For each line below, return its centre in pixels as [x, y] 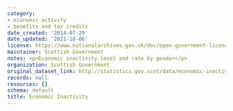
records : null [28, 78]
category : [21, 13]
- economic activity [37, 20]
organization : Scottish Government [59, 65]
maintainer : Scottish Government [55, 52]
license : [20, 46]
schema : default [31, 90]
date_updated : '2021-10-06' [48, 39]
